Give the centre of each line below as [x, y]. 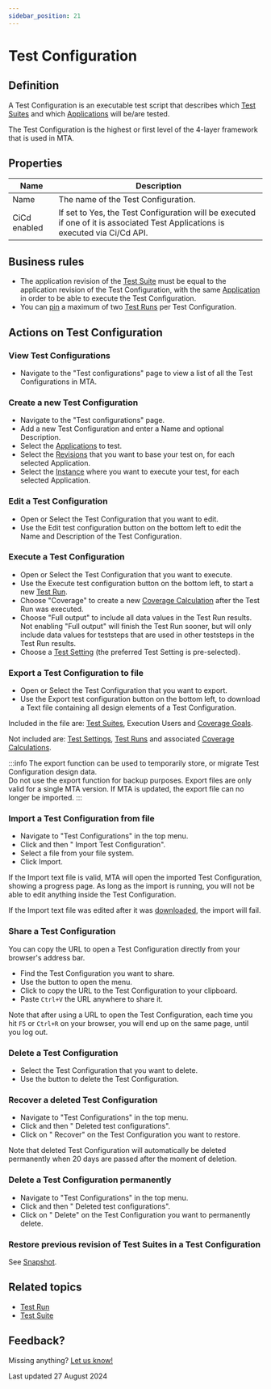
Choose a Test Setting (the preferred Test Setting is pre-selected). [130, 652]
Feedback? [37, 1341]
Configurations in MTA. [58, 382]
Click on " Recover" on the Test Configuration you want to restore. [130, 1135]
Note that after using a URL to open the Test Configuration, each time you [131, 1015]
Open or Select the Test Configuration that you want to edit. [119, 519]
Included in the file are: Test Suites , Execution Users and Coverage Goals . [131, 724]
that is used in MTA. [42, 137]
